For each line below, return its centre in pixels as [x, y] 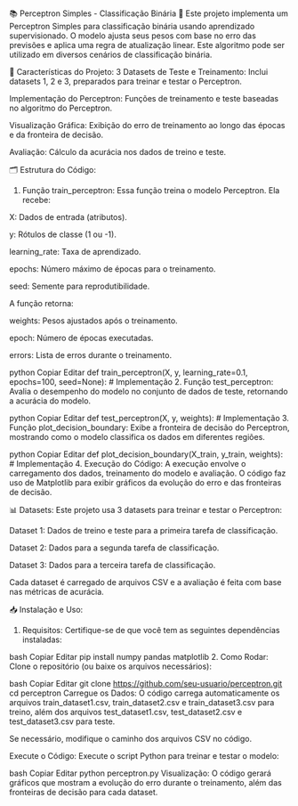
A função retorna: [41, 303]
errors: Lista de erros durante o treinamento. [90, 355]
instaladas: [42, 639]
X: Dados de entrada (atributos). [68, 217]
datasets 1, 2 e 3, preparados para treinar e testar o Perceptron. [125, 81]
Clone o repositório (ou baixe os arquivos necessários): [110, 666]
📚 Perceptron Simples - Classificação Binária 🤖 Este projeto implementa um [149, 13]
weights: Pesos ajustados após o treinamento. [93, 321]
